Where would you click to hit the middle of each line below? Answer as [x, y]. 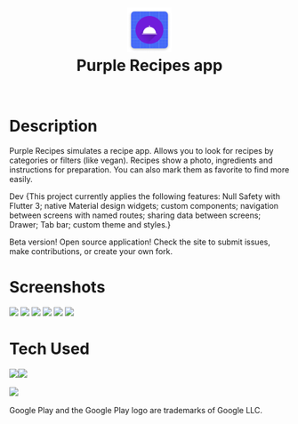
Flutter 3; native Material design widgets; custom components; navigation [144, 205]
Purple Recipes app [149, 66]
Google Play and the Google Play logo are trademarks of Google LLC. [136, 410]
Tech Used [50, 348]
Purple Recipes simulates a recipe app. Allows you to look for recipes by [141, 150]
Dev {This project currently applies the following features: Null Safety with [145, 196]
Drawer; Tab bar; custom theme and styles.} [90, 224]
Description [53, 126]
